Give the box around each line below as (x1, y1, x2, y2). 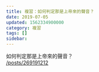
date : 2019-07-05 (6, 14, 49, 20)
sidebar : (6, 36, 28, 42)
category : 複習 (6, 25, 42, 31)
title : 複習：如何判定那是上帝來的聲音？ (6, 8, 95, 15)
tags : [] (6, 30, 28, 36)
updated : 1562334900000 (6, 19, 64, 25)
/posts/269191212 (6, 59, 49, 66)
